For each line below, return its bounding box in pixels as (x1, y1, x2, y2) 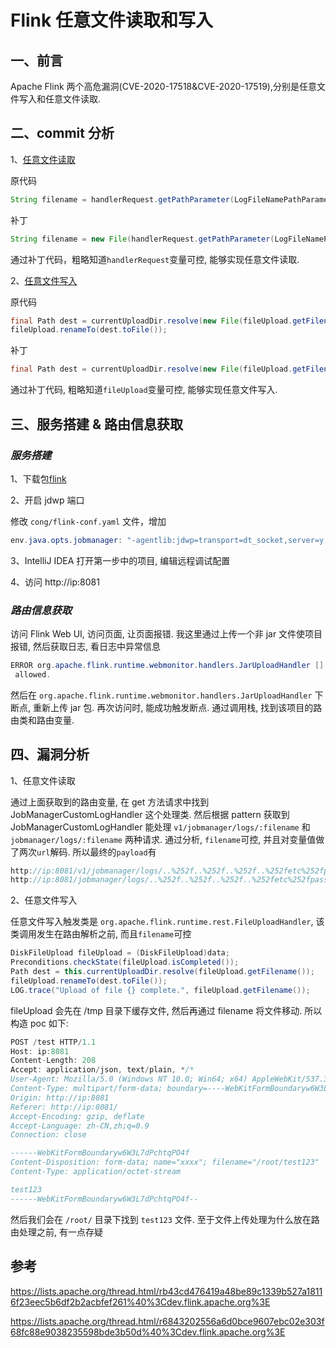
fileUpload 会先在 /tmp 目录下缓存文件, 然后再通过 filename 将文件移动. (10, 1004, 303, 1016)
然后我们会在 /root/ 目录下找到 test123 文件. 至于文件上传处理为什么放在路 (10, 1213, 320, 1225)
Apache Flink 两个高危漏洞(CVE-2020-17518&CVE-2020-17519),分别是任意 (10, 81, 318, 92)
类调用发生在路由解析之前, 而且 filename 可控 (10, 928, 192, 940)
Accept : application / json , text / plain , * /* (10, 1065, 195, 1075)
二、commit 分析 (10, 125, 115, 142)
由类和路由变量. (10, 714, 75, 726)
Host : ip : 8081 (10, 1046, 70, 1056)
